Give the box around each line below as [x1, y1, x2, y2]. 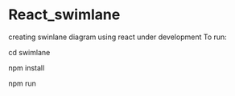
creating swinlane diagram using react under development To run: [8, 32, 227, 42]
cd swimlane [8, 47, 51, 57]
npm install [8, 62, 45, 73]
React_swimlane [8, 6, 121, 24]
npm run [8, 78, 36, 88]
